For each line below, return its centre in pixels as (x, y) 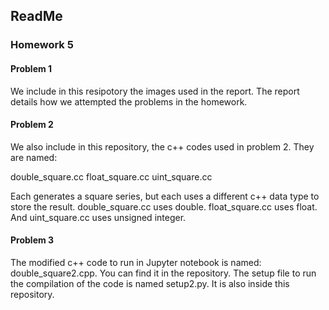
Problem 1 (31, 68)
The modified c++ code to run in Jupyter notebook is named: (136, 262)
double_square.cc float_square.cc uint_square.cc (111, 176)
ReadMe (36, 16)
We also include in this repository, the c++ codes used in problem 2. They (162, 146)
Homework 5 (42, 45)
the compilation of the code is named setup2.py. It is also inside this (150, 283)
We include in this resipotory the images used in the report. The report (155, 91)
